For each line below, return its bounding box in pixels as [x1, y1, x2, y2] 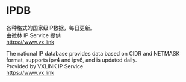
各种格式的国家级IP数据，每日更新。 [6, 24, 96, 31]
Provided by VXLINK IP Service [6, 62, 84, 69]
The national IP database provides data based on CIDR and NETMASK [6, 50, 180, 57]
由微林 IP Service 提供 [6, 31, 61, 39]
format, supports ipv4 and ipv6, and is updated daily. [6, 56, 137, 63]
